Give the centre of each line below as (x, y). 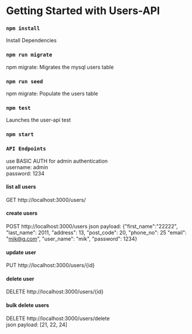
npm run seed (25, 81)
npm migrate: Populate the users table (52, 94)
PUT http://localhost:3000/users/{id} (50, 265)
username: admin (27, 167)
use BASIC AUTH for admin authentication (57, 161)
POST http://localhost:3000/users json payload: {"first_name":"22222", (92, 226)
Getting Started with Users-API (83, 11)
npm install (23, 28)
